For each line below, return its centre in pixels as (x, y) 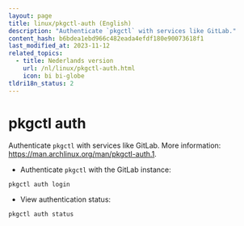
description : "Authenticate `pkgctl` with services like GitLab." (122, 31)
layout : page (30, 16)
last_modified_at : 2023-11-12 (59, 46)
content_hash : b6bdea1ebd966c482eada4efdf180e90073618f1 (106, 38)
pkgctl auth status (41, 215)
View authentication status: (65, 199)
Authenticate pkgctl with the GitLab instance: (95, 169)
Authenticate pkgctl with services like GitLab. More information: (115, 145)
